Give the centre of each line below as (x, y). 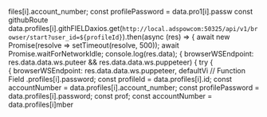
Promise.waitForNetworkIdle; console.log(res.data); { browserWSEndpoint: (131, 54)
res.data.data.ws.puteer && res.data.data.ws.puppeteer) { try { (111, 62)
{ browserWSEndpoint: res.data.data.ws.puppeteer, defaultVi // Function (127, 70)
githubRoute (28, 20)
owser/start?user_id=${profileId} (66, 37)
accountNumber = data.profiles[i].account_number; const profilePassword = (134, 88)
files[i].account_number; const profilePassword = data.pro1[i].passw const (131, 12)
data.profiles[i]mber (41, 104)
